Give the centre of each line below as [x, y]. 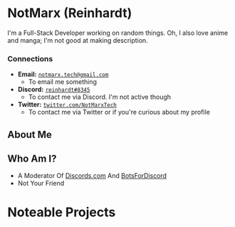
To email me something [63, 82]
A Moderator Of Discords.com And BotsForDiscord [92, 176]
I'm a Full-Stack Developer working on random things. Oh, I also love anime [118, 33]
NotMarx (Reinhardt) [70, 13]
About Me [30, 134]
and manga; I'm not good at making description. [78, 40]
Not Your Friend [41, 184]
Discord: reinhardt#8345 [54, 90]
